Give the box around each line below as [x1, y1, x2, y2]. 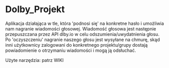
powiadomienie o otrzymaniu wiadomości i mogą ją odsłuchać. [5, 47, 136, 53]
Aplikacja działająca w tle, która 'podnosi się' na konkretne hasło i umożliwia [5, 20, 164, 26]
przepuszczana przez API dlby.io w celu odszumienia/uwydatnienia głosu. [5, 31, 159, 37]
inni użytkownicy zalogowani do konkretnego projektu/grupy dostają [5, 42, 148, 48]
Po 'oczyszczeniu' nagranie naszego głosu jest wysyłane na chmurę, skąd [5, 37, 160, 43]
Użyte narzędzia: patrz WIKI [5, 57, 64, 63]
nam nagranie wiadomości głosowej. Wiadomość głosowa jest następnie [5, 25, 156, 31]
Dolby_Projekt [5, 4, 65, 15]
